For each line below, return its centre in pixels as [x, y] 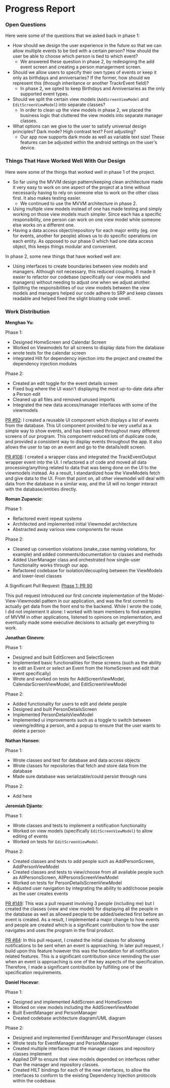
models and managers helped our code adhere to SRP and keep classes [88, 293]
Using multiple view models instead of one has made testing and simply [87, 209]
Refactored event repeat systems [47, 519]
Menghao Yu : [20, 323]
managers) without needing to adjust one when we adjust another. [81, 282]
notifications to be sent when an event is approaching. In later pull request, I [84, 946]
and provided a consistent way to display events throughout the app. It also [84, 442]
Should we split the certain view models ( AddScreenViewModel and [80, 99]
